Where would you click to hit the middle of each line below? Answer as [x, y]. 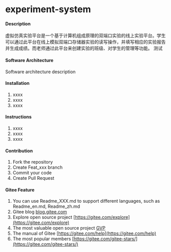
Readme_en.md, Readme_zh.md [46, 206]
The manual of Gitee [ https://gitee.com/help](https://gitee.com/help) [84, 233]
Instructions [19, 117]
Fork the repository [33, 162]
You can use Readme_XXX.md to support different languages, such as [86, 201]
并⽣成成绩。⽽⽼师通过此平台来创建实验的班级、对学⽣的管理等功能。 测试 [84, 48]
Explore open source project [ [44, 217]
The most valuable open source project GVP [59, 228]
